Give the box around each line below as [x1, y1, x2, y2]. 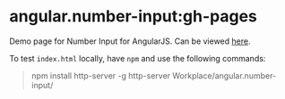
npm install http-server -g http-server [30, 70, 171, 81]
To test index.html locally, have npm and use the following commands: [9, 53, 266, 63]
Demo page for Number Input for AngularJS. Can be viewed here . [9, 36, 251, 46]
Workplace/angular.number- [171, 70, 277, 81]
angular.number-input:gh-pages [9, 6, 258, 27]
